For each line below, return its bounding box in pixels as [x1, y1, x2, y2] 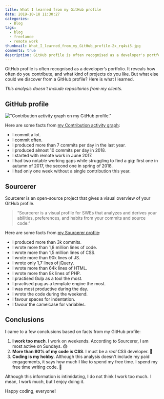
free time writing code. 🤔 [12, 364, 62, 370]
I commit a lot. [12, 132, 41, 138]
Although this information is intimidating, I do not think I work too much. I [5, 373, 151, 379]
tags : [5, 25, 16, 30]
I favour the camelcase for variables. [12, 301, 86, 307]
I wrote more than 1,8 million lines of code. [12, 245, 98, 250]
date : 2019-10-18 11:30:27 [5, 12, 60, 17]
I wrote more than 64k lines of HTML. [12, 265, 88, 271]
